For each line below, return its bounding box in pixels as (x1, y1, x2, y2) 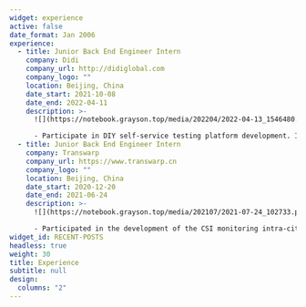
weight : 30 (9, 250, 51, 259)
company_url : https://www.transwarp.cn (25, 157, 178, 166)
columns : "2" (17, 283, 67, 292)
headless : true (9, 240, 67, 251)
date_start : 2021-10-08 (25, 89, 117, 98)
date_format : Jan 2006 (9, 30, 96, 39)
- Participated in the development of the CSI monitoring (33, 224, 259, 233)
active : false (9, 22, 64, 31)
